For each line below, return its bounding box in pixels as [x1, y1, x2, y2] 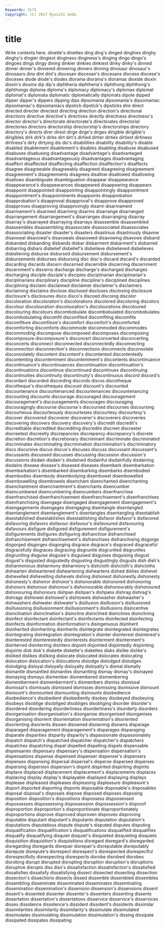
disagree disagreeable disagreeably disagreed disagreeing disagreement [5, 166, 155, 172]
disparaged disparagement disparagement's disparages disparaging [5, 727, 145, 733]
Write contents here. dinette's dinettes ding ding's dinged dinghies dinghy [5, 50, 156, 56]
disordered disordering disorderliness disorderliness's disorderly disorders [5, 705, 158, 712]
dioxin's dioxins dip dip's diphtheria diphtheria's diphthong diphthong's [5, 82, 150, 88]
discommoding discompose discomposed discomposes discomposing [5, 330, 149, 336]
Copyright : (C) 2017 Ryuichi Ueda [5, 12, 77, 17]
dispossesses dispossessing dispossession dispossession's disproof [5, 801, 146, 807]
